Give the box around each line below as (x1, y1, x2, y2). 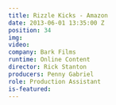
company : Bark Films (8, 48, 77, 56)
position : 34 (8, 26, 52, 34)
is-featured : (8, 84, 52, 93)
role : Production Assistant (8, 77, 102, 85)
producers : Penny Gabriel (8, 70, 94, 78)
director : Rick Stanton (8, 63, 87, 71)
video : (8, 41, 30, 49)
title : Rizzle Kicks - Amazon (8, 11, 109, 20)
